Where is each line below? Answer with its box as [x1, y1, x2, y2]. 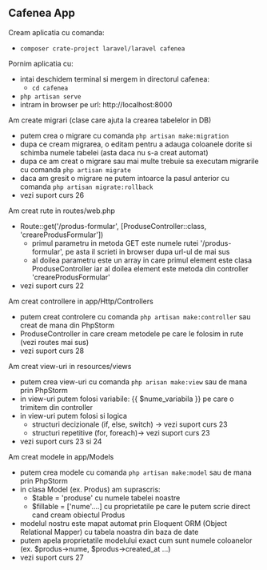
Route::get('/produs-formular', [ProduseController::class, [19, 221, 207, 231]
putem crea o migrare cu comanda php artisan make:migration [19, 130, 229, 140]
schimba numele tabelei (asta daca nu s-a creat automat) [19, 147, 209, 157]
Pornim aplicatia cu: [8, 58, 74, 68]
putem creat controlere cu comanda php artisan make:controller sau [19, 311, 251, 321]
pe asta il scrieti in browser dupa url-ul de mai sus [65, 247, 230, 256]
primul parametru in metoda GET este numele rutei [31, 238, 199, 247]
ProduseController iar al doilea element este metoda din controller [31, 263, 249, 273]
